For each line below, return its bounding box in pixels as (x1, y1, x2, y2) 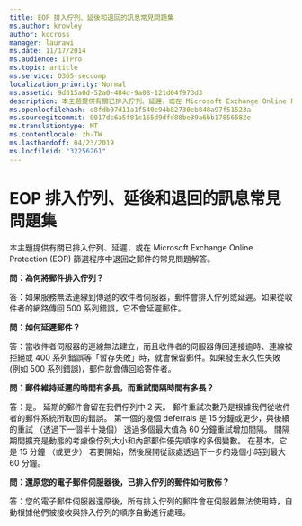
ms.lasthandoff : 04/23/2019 (9, 138, 115, 147)
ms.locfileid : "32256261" (9, 146, 106, 155)
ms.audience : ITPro (9, 55, 83, 64)
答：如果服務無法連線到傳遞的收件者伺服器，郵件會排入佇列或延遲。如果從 (9, 291, 285, 302)
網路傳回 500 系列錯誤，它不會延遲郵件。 (32, 302, 186, 313)
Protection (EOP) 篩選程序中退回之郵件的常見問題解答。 (9, 253, 216, 264)
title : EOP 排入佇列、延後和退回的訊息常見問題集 (9, 13, 174, 22)
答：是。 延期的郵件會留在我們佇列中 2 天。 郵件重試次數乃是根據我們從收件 (9, 401, 291, 412)
